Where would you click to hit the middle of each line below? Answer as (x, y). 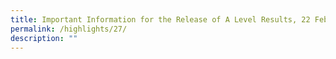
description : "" (44, 38)
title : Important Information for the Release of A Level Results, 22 (160, 19)
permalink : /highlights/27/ (69, 29)
